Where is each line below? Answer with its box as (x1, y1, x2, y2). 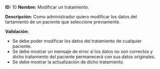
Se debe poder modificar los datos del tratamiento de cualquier (12, 38, 142, 44)
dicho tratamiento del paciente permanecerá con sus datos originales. (12, 54, 156, 60)
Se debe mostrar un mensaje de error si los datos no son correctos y (12, 49, 153, 54)
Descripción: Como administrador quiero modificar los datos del (5, 14, 137, 19)
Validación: (5, 29, 29, 34)
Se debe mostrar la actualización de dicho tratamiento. (12, 59, 124, 65)
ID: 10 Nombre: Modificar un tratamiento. (5, 4, 89, 10)
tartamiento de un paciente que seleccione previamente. (5, 19, 120, 25)
